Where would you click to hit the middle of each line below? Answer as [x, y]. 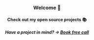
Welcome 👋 [47, 8]
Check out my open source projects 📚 [47, 19]
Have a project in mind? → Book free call [47, 32]
